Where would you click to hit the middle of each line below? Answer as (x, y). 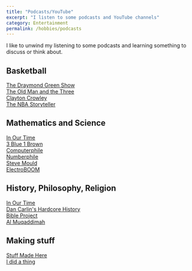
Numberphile (22, 156)
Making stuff (31, 241)
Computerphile (25, 150)
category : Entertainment (37, 23)
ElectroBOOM (23, 169)
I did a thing (21, 261)
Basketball (26, 70)
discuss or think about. (34, 52)
